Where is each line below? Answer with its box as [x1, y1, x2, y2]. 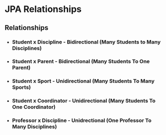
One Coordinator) [12, 103, 56, 110]
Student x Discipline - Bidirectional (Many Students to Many [12, 38, 161, 45]
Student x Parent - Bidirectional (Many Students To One [12, 58, 150, 65]
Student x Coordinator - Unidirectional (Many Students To [12, 97, 156, 104]
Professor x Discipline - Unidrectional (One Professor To [12, 117, 151, 124]
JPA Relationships [5, 3, 82, 15]
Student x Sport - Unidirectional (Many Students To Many [12, 77, 155, 84]
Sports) [12, 84, 31, 91]
